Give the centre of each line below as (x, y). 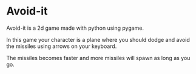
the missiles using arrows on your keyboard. (62, 46)
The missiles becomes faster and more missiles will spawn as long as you (98, 58)
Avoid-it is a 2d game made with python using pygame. (75, 28)
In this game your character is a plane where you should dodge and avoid (98, 39)
